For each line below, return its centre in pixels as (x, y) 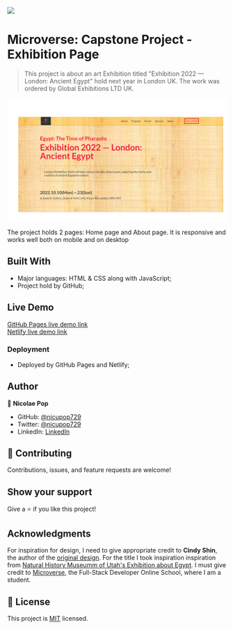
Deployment (29, 350)
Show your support (50, 492)
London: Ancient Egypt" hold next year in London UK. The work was (122, 81)
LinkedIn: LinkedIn (43, 432)
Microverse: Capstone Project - (100, 40)
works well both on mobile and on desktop (68, 239)
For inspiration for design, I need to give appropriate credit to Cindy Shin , (112, 550)
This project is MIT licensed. (48, 618)
